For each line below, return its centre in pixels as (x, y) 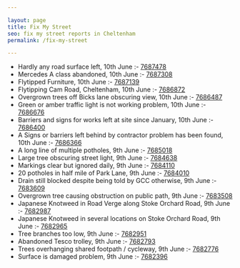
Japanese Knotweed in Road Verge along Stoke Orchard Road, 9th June (124, 204)
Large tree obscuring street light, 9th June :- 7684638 (97, 158)
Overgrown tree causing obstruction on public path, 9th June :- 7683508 (125, 196)
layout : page (27, 20)
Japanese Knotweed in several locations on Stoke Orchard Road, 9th (119, 219)
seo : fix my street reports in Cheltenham (71, 34)
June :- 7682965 (42, 227)
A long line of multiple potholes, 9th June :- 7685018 (95, 150)
